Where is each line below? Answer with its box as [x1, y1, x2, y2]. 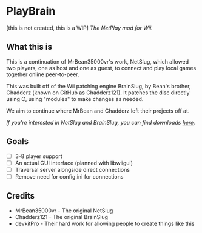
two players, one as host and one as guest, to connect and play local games [6, 64, 197, 71]
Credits [6, 191, 35, 201]
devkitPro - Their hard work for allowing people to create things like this [15, 220, 195, 227]
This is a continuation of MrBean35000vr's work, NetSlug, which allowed [6, 57, 189, 65]
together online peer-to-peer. [6, 71, 80, 78]
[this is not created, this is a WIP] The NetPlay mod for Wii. [6, 24, 153, 31]
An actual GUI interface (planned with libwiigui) [15, 159, 133, 166]
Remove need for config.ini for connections [15, 172, 124, 180]
